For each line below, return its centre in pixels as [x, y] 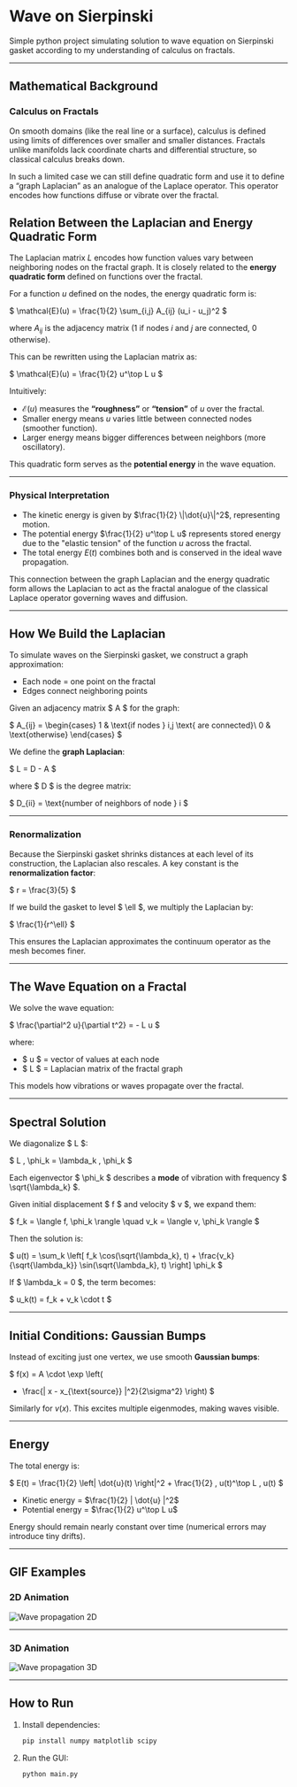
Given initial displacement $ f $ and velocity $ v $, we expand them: [133, 1205]
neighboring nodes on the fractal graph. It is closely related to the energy [143, 267]
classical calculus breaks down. [67, 159]
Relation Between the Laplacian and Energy [131, 223]
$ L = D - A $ [33, 769]
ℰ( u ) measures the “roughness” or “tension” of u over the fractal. [143, 409]
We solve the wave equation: [62, 1008]
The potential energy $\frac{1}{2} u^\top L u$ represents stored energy [151, 534]
